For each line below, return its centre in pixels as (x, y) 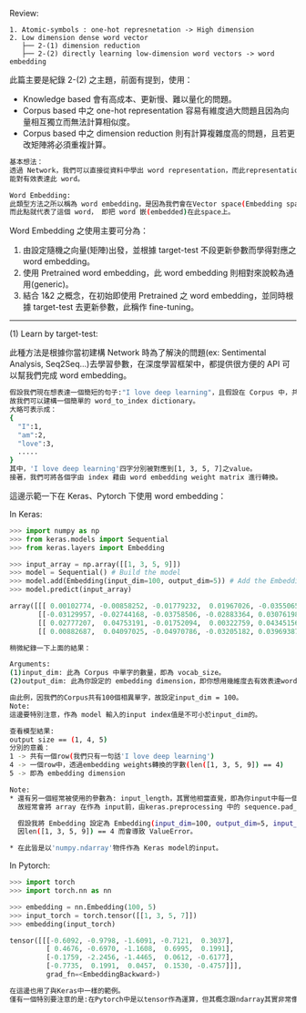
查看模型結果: (32, 731)
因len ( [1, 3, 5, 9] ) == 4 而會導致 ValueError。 (107, 832)
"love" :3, (36, 444)
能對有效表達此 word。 (47, 179)
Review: (24, 13)
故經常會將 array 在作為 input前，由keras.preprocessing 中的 (129, 807)
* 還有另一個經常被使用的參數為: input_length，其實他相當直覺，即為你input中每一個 (154, 798)
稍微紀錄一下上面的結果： (50, 648)
